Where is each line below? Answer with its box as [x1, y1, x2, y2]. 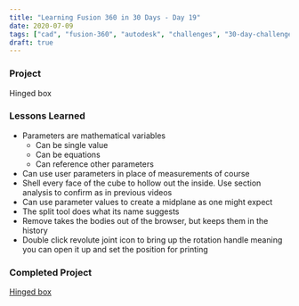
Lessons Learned [9, 110, 86, 122]
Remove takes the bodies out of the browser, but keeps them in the [21, 215, 269, 226]
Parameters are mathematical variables [21, 130, 166, 141]
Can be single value [35, 139, 109, 150]
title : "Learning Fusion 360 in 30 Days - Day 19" [9, 12, 201, 22]
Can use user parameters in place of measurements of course [21, 168, 251, 178]
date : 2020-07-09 [9, 21, 74, 30]
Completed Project [9, 266, 93, 278]
